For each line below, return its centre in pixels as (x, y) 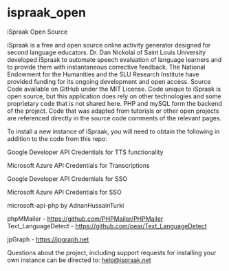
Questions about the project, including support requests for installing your (112, 252)
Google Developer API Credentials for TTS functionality (85, 152)
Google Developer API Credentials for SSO (67, 178)
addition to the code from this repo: (57, 138)
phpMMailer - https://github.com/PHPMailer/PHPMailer (85, 219)
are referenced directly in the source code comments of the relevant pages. (115, 118)
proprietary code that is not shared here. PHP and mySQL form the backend (115, 103)
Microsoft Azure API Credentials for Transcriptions (78, 165)
